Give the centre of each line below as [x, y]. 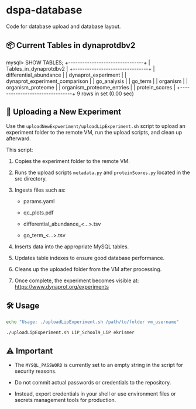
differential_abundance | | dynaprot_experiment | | [66, 75]
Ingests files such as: [40, 190]
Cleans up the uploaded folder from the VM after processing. [88, 269]
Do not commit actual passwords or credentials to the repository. [93, 382]
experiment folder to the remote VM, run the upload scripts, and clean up [94, 132]
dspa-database [44, 10]
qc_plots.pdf [38, 212]
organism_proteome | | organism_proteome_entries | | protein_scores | [91, 87]
